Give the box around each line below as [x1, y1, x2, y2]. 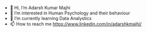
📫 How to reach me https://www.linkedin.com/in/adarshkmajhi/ [10, 21, 142, 27]
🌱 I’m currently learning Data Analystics [10, 15, 92, 21]
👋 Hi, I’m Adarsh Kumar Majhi [10, 5, 71, 10]
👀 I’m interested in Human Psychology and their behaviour [10, 10, 130, 16]
